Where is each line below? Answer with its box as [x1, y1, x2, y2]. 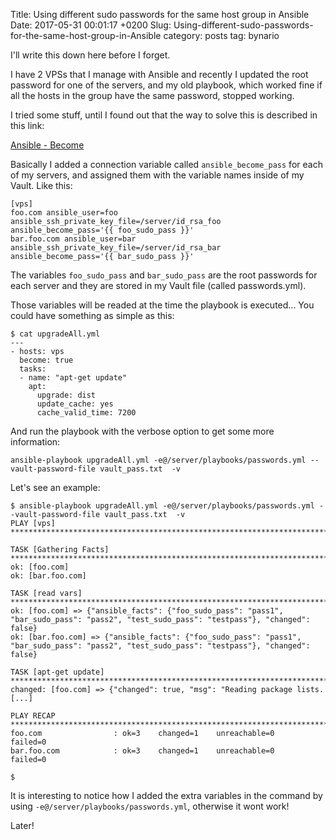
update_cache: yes [36, 399, 114, 409]
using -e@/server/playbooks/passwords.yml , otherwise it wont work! [10, 800, 290, 812]
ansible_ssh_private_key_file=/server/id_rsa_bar [10, 243, 222, 253]
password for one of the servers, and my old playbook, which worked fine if [10, 79, 323, 91]
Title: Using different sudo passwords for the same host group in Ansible [10, 9, 310, 20]
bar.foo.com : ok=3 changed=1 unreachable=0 [10, 746, 275, 756]
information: [10, 436, 61, 448]
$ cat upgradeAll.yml [10, 329, 101, 339]
